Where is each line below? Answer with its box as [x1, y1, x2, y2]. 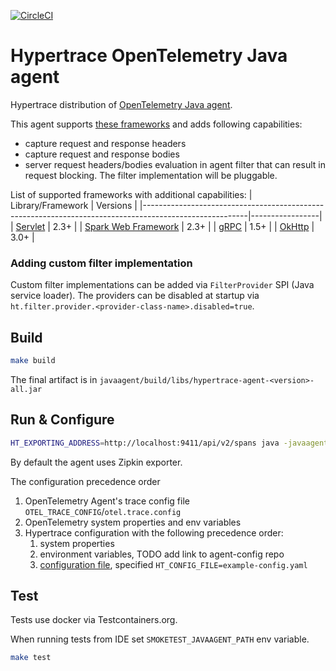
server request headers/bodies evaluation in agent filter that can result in [24, 158, 326, 170]
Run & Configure [10, 411, 115, 429]
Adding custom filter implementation [10, 256, 193, 270]
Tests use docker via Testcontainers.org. [10, 614, 178, 626]
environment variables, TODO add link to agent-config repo [39, 548, 285, 560]
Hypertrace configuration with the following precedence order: [24, 526, 284, 539]
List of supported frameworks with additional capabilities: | [10, 188, 253, 200]
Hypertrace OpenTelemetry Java [10, 45, 288, 67]
